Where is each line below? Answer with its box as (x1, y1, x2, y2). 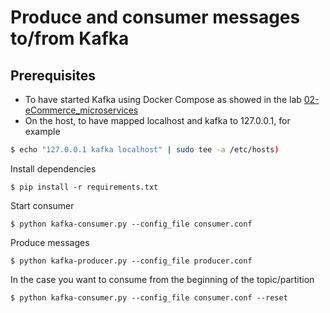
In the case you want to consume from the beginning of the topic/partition (10, 273, 315, 285)
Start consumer (10, 199, 75, 211)
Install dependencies (10, 162, 97, 175)
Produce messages (10, 236, 90, 248)
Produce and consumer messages (10, 6, 301, 29)
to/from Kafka (10, 27, 130, 50)
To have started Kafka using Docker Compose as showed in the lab (24, 94, 302, 105)
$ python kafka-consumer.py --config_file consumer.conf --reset (10, 292, 288, 303)
